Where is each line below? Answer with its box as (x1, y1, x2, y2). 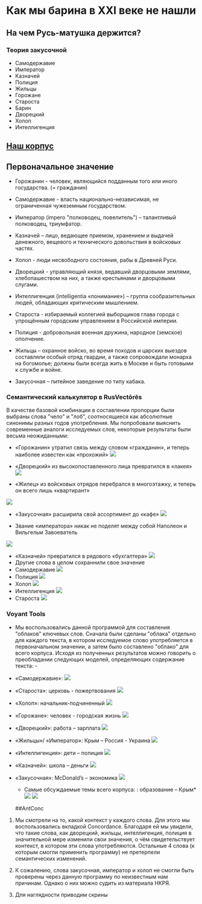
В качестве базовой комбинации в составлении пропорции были (6, 407, 175, 414)
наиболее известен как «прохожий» (14, 451, 109, 459)
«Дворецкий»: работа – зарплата (14, 724, 101, 731)
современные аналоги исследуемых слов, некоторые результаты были (6, 426, 191, 433)
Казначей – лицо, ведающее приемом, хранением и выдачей (14, 232, 174, 239)
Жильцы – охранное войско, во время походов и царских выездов (14, 347, 187, 354)
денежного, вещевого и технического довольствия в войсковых (14, 238, 181, 246)
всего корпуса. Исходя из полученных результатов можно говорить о (14, 649, 196, 657)
